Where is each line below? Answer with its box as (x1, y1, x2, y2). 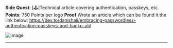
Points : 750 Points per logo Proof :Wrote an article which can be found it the (5, 12, 166, 18)
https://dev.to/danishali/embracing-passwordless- (29, 17, 136, 23)
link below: (5, 17, 28, 23)
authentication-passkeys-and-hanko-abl (5, 23, 92, 28)
